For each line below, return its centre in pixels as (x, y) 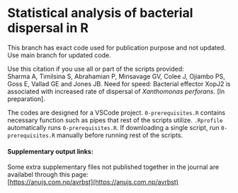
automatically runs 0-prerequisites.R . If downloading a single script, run (113, 127)
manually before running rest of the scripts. (120, 135)
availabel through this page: (48, 175)
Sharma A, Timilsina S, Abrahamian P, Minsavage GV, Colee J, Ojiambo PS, (116, 76)
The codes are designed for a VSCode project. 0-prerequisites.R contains (117, 112)
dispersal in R (48, 28)
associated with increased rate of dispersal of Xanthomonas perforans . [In (116, 91)
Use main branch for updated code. (59, 55)
